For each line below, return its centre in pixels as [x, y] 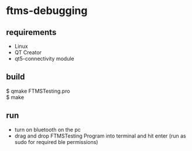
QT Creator [28, 52]
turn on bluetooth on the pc [47, 129]
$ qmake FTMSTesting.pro [38, 91]
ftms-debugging [47, 11]
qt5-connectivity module [44, 59]
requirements [31, 32]
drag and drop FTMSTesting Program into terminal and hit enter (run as [100, 136]
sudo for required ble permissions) [56, 142]
